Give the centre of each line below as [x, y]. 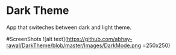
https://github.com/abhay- [100, 39]
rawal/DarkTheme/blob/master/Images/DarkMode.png [74, 45]
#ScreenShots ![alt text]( [37, 39]
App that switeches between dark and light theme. [69, 27]
